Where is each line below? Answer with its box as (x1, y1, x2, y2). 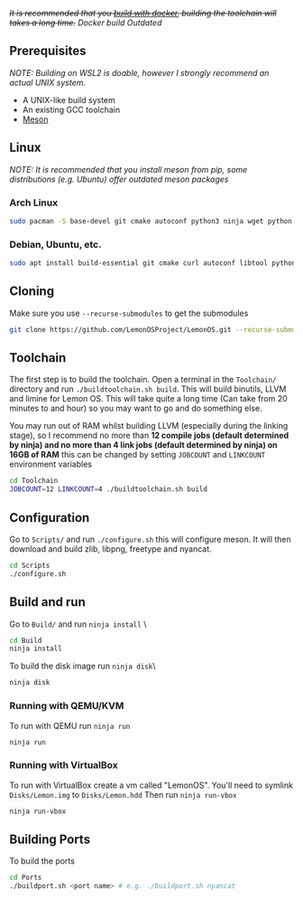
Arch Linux (9, 196, 59, 209)
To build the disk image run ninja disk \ (9, 660, 156, 672)
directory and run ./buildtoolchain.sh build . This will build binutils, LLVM (9, 383, 287, 394)
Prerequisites (9, 43, 87, 59)
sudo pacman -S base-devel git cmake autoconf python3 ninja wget (9, 216, 264, 225)
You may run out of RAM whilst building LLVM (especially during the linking (9, 421, 289, 431)
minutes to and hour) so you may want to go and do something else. (9, 402, 263, 414)
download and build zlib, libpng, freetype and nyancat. (9, 544, 212, 554)
